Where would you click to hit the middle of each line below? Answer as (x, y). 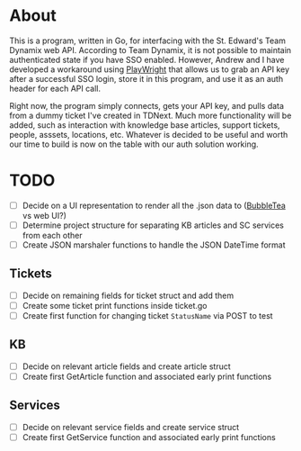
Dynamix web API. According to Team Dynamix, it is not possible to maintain (150, 50)
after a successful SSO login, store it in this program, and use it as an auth (146, 78)
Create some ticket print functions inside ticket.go (115, 305)
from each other (52, 235)
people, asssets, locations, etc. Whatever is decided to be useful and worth (149, 134)
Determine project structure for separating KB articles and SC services (153, 225)
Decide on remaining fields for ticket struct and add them (128, 295)
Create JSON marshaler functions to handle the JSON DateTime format (154, 245)
